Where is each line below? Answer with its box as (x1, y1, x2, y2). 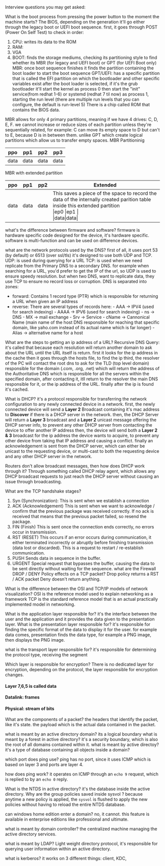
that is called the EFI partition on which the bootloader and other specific (12, 76, 160, 81)
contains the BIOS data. (12, 107, 60, 113)
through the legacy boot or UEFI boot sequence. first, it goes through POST (5, 24, 158, 30)
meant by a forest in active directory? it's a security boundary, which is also (5, 737, 158, 742)
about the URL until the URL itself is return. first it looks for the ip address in (5, 350, 158, 356)
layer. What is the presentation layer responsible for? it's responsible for (5, 621, 151, 627)
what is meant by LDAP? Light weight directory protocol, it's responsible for (5, 841, 158, 847)
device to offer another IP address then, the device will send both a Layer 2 (5, 428, 158, 433)
